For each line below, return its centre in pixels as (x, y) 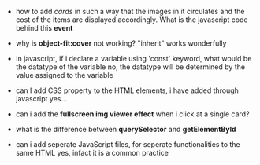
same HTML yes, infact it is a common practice (92, 153)
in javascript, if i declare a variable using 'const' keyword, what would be (134, 59)
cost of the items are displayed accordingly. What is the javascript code (132, 20)
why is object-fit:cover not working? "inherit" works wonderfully (121, 43)
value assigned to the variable (64, 75)
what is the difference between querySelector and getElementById (126, 129)
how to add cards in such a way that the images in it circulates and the (130, 11)
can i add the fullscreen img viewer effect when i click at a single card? (132, 114)
